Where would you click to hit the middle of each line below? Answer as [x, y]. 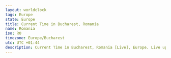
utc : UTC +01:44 [22, 43]
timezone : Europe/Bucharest [35, 38]
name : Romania [20, 29]
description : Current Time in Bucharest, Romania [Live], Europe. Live [83, 47]
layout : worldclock [26, 10]
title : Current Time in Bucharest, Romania [52, 24]
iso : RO [13, 33]
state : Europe [20, 19]
